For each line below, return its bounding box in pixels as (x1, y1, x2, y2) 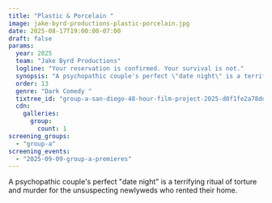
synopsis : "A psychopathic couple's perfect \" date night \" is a (15, 72, 241, 80)
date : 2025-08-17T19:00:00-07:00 (8, 27, 121, 35)
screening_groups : (8, 132, 70, 140)
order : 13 (15, 79, 49, 87)
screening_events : (8, 147, 70, 155)
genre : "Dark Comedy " (15, 87, 92, 95)
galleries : (23, 110, 60, 118)
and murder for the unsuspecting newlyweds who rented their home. (8, 185, 238, 195)
